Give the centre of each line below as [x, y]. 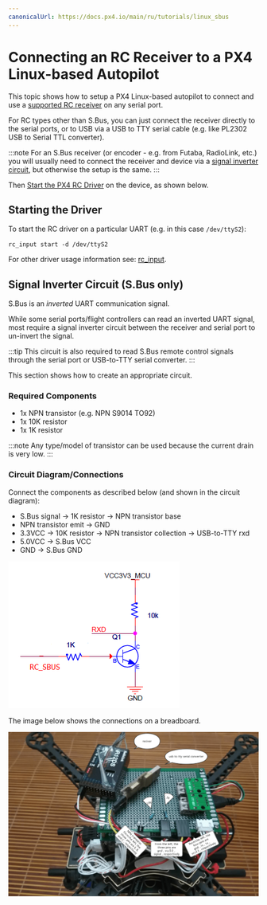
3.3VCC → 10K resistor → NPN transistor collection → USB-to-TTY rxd [135, 533]
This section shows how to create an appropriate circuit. [101, 375]
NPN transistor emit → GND [65, 524]
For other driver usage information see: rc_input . [87, 260]
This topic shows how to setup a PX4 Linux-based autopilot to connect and [131, 96]
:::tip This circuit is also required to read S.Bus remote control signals [121, 351]
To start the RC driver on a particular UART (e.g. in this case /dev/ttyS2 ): [127, 229]
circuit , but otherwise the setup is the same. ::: [84, 169]
